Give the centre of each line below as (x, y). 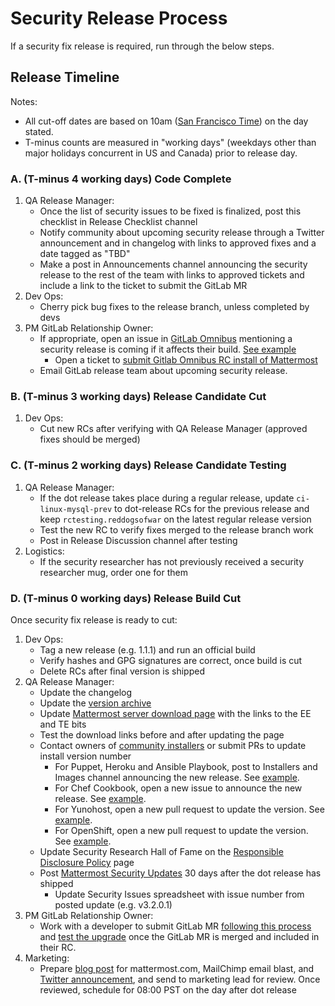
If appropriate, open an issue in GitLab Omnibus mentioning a (166, 339)
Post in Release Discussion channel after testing (138, 540)
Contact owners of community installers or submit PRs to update (173, 745)
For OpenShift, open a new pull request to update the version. (181, 830)
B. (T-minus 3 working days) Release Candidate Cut (138, 396)
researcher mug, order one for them (113, 572)
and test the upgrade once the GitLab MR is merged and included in (179, 936)
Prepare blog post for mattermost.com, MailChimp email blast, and (177, 968)
